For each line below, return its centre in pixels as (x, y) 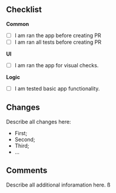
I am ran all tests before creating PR (58, 42)
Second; (25, 139)
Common (18, 24)
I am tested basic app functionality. (57, 89)
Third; (22, 145)
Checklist (24, 10)
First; (21, 133)
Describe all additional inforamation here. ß (58, 185)
